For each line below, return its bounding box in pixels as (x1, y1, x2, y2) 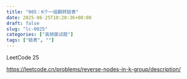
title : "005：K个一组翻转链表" (6, 9, 79, 15)
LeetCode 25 (6, 54, 39, 61)
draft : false (6, 20, 40, 26)
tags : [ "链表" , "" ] (6, 37, 55, 43)
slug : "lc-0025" (6, 26, 48, 32)
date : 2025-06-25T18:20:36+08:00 (6, 15, 92, 21)
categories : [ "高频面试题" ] (6, 32, 74, 38)
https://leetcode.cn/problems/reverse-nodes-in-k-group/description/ (6, 66, 181, 73)
